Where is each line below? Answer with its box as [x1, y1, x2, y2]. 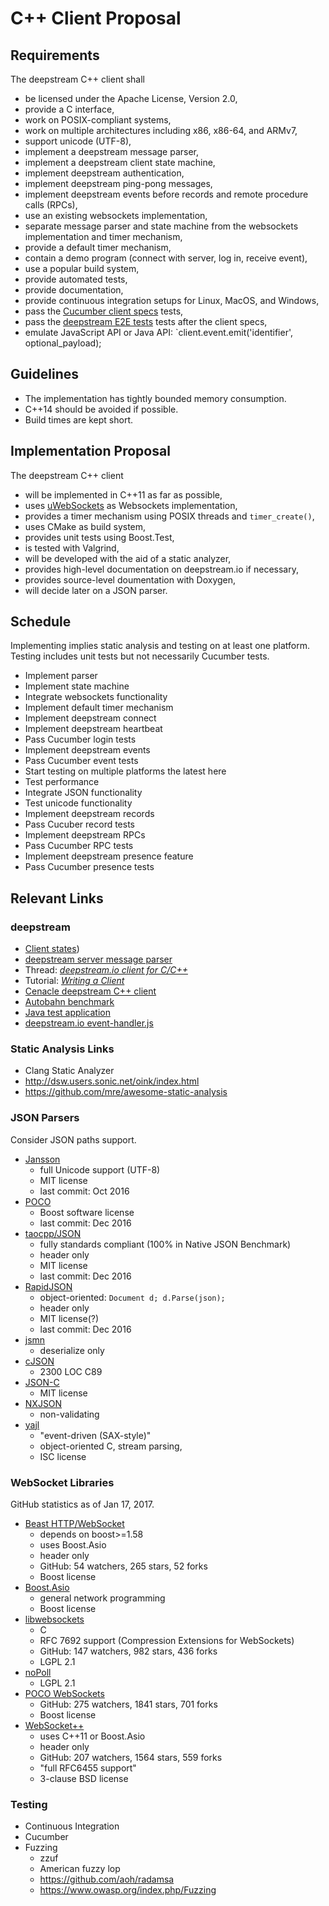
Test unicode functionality [24, 797, 133, 809]
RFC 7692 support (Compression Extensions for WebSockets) [39, 1635, 295, 1647]
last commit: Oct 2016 [39, 1185, 130, 1197]
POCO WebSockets [24, 1688, 105, 1700]
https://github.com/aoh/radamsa [39, 1873, 175, 1886]
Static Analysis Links [10, 1042, 115, 1056]
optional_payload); [24, 337, 102, 349]
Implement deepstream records [24, 808, 155, 820]
